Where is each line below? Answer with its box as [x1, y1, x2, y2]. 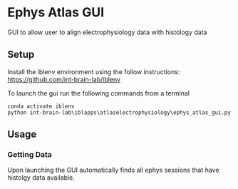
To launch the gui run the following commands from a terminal [7, 88, 190, 97]
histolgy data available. [7, 173, 75, 182]
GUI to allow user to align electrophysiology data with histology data [7, 28, 207, 36]
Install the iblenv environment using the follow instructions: [7, 67, 180, 76]
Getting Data [7, 150, 52, 160]
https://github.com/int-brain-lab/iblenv [7, 75, 121, 83]
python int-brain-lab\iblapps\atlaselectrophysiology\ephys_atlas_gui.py [7, 108, 232, 116]
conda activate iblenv [7, 103, 75, 110]
